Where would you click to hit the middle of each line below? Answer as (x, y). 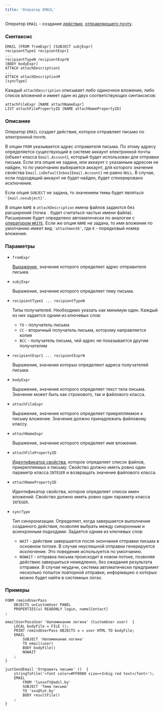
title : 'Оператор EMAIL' (30, 10)
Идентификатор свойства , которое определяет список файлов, (79, 462)
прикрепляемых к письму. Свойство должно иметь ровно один (79, 467)
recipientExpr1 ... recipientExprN (48, 355)
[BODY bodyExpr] (22, 64)
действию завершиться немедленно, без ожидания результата (86, 562)
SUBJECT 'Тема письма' (46, 686)
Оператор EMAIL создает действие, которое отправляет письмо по (75, 132)
